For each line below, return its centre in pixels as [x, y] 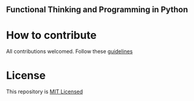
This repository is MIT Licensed [45, 92]
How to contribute [51, 35]
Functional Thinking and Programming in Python [97, 10]
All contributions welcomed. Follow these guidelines [69, 51]
